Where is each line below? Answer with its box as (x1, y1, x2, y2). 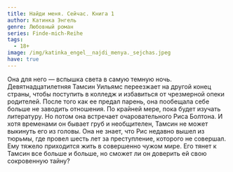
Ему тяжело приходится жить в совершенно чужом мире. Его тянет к (7, 141, 217, 150)
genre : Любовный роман (7, 23, 74, 30)
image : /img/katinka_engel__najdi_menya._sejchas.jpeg (7, 50, 171, 57)
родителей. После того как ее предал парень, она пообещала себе (7, 97, 210, 106)
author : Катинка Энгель (7, 17, 77, 24)
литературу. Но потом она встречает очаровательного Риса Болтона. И (7, 112, 223, 120)
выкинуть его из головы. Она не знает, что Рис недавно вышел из (7, 127, 205, 135)
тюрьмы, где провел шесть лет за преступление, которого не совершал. (7, 134, 227, 143)
